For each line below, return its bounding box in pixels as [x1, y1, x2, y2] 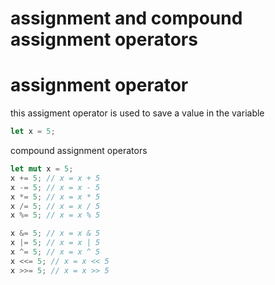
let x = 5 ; [10, 127, 56, 137]
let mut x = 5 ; [10, 164, 74, 174]
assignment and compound [10, 7, 243, 30]
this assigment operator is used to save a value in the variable [10, 107, 265, 119]
